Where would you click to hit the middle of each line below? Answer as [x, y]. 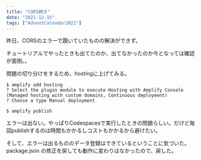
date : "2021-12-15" [31, 17]
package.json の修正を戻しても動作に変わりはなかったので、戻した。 [91, 151]
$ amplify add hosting [34, 85]
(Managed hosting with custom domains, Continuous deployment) [87, 96]
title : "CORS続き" [28, 12]
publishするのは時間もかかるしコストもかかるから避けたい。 [86, 131]
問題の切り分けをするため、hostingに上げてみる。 [68, 74]
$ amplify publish [29, 111]
